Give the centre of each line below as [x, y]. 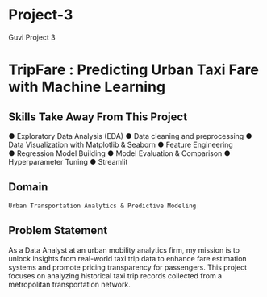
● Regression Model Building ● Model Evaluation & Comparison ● [120, 153]
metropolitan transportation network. [69, 284]
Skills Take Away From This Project [98, 117]
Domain [28, 187]
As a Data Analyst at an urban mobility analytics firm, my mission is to [124, 250]
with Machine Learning [87, 87]
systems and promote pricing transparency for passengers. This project [128, 267]
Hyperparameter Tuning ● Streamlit [68, 161]
